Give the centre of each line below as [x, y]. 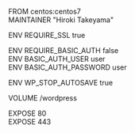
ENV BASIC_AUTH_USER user [57, 59]
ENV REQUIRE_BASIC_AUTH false [64, 50]
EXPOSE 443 [30, 122]
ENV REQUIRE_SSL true [47, 35]
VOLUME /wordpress [43, 98]
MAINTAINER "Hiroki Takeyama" [61, 20]
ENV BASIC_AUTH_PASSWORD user [67, 67]
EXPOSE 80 [27, 113]
